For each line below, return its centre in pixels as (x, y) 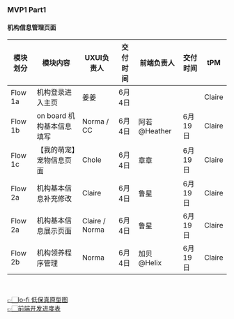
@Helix (150, 263)
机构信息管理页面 (32, 27)
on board (52, 116)
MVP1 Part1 (27, 10)
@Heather (155, 131)
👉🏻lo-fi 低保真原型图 (38, 300)
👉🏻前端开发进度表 (34, 309)
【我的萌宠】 (56, 150)
